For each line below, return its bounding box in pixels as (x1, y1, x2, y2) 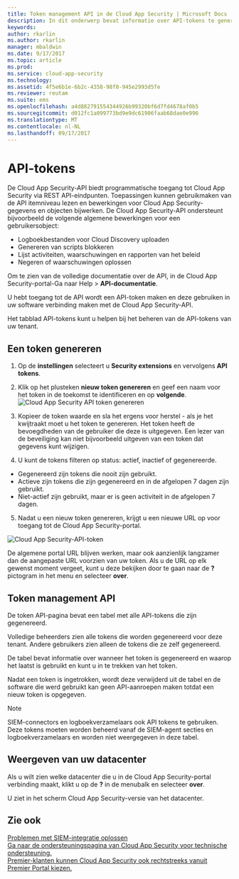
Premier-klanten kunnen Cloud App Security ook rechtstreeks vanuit (7, 856, 208, 865)
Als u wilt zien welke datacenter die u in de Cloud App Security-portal (7, 772, 211, 781)
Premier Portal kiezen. (7, 863, 73, 872)
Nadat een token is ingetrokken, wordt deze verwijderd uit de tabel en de (7, 675, 221, 683)
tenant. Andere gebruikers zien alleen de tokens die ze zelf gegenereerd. (7, 640, 221, 648)
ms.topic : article (7, 57, 62, 64)
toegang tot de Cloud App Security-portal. (17, 521, 142, 530)
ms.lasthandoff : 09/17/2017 (7, 130, 91, 137)
